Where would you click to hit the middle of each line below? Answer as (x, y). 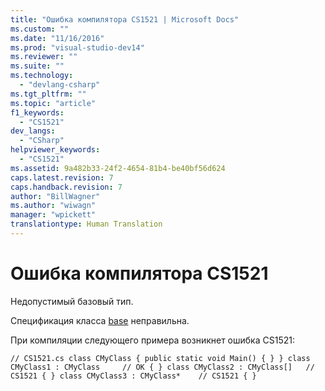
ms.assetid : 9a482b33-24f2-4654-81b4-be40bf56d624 (118, 168)
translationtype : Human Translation (86, 224)
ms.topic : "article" (53, 103)
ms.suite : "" (37, 66)
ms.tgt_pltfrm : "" (48, 94)
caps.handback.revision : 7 (66, 187)
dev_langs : (33, 131)
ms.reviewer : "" (44, 57)
